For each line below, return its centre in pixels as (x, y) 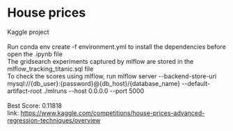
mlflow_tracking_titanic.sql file (50, 69)
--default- (196, 83)
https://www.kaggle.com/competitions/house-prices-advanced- (113, 113)
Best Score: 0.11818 (35, 105)
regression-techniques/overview (54, 120)
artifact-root (25, 91)
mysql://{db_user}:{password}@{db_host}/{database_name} (94, 83)
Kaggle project (29, 32)
